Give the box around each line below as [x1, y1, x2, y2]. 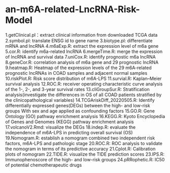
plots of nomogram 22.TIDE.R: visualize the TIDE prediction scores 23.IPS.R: [5, 151, 165, 157]
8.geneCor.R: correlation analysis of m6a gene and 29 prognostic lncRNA [5, 59, 159, 65]
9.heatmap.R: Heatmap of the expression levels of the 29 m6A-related [5, 65, 152, 71]
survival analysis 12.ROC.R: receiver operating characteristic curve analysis [5, 80, 163, 87]
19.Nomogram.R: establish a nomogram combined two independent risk [5, 135, 155, 141]
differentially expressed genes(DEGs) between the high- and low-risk [5, 102, 151, 108]
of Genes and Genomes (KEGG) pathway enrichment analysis [5, 119, 134, 125]
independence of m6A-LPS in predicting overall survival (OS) [5, 129, 133, 135]
